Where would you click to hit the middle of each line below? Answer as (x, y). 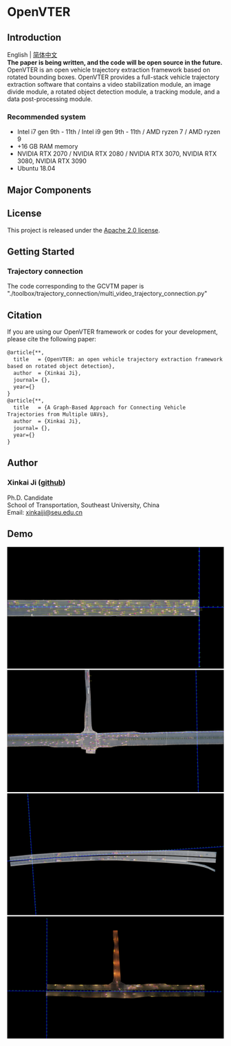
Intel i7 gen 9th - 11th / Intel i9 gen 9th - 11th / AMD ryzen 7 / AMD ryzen (119, 132)
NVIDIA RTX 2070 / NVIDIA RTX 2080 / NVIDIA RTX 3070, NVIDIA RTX (117, 154)
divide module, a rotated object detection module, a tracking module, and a (113, 92)
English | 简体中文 (32, 55)
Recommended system (46, 116)
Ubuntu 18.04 (36, 169)
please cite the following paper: (52, 339)
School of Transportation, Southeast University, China (84, 505)
